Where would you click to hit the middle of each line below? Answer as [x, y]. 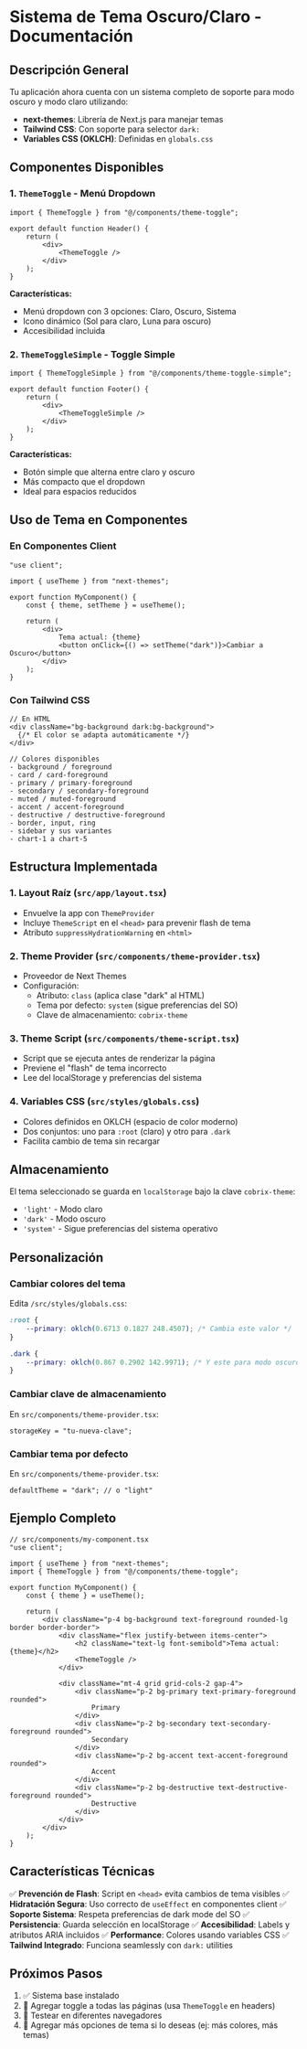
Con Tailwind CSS [50, 699]
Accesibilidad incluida [64, 330]
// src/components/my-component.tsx [79, 1539]
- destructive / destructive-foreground [88, 815]
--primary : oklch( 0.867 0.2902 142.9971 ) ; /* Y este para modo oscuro [163, 1362]
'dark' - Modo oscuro [64, 1219]
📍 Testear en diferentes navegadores [92, 2016]
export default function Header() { [79, 229]
